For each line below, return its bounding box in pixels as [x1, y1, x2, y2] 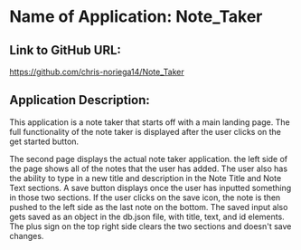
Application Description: [9, 92, 151, 108]
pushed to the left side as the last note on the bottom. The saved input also [9, 201, 288, 212]
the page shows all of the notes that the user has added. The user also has [9, 163, 287, 174]
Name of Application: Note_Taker [9, 6, 263, 27]
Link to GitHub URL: [9, 43, 122, 58]
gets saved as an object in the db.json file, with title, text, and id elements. [9, 211, 285, 222]
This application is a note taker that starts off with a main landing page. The [9, 116, 291, 128]
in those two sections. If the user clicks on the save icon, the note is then [9, 192, 281, 203]
